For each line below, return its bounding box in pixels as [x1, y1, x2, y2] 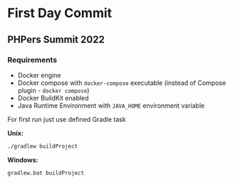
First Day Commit [7, 5, 113, 21]
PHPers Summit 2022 [7, 34, 105, 46]
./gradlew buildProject [7, 143, 78, 150]
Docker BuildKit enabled [17, 93, 89, 102]
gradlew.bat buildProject [7, 169, 84, 176]
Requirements [7, 55, 58, 65]
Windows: [7, 155, 38, 164]
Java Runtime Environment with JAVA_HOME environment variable [17, 101, 205, 110]
